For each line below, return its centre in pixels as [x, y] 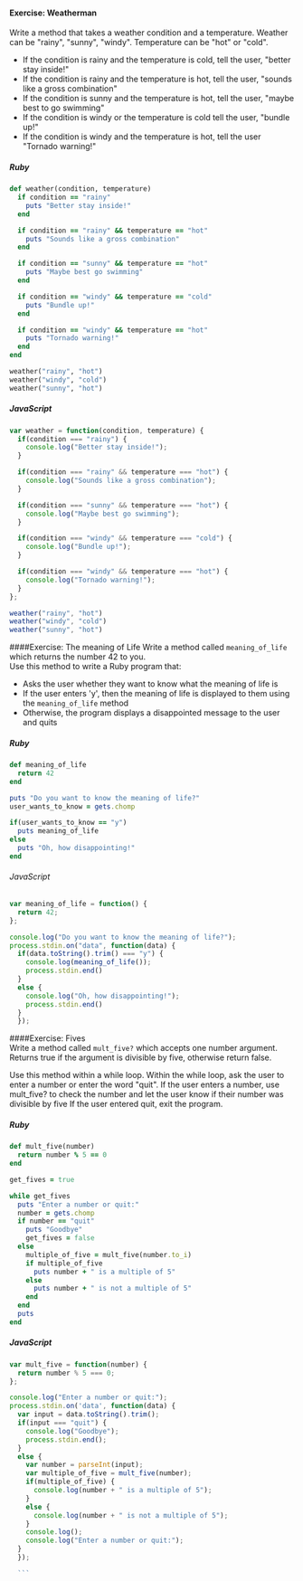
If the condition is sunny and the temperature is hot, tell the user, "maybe [158, 99]
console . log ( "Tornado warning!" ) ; [90, 580]
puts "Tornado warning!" [72, 338]
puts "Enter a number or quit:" [79, 1204]
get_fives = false [60, 1238]
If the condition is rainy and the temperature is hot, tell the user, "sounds [157, 79]
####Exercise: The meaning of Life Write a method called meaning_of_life [148, 648]
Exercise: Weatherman [53, 13]
